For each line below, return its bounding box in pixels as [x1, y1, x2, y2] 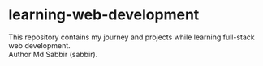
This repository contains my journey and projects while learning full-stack [8, 32, 256, 42]
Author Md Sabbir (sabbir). [8, 49, 98, 59]
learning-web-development [8, 6, 200, 24]
